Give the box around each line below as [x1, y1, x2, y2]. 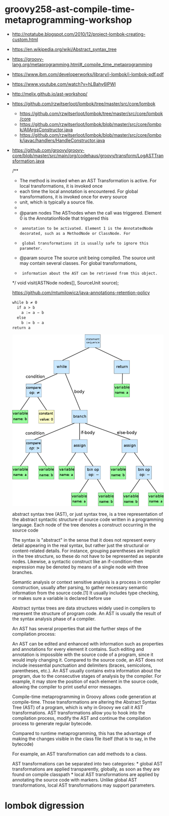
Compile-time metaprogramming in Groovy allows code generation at [12, 693, 156, 700]
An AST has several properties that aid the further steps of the [12, 625, 142, 631]
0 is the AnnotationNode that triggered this [19, 215, 109, 221]
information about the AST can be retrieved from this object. [22, 271, 158, 276]
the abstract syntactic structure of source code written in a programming [12, 516, 164, 522]
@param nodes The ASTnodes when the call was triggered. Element [19, 210, 162, 216]
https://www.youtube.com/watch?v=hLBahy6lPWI [12, 81, 116, 87]
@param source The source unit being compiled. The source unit [19, 255, 155, 261]
